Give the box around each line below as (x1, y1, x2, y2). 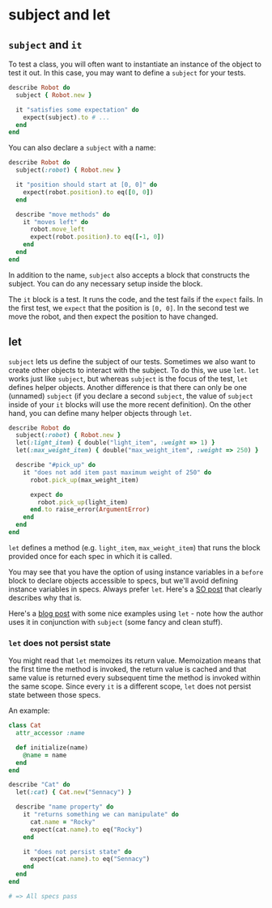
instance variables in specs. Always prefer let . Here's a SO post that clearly (8, 584, 262, 594)
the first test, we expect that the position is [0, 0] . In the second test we (8, 303, 249, 312)
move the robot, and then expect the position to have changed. (8, 312, 219, 321)
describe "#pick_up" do (15, 461, 96, 469)
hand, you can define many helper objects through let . (8, 408, 193, 418)
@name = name (23, 751, 67, 759)
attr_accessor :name (15, 729, 85, 737)
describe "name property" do (15, 803, 114, 811)
